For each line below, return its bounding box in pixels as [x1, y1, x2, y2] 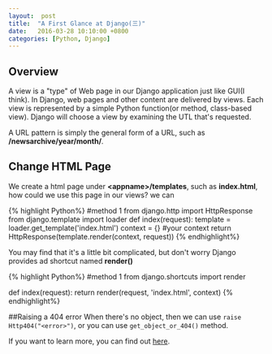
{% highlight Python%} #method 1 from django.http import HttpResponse [8, 205, 253, 215]
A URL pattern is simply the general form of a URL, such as [8, 127, 205, 138]
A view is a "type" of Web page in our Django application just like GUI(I [8, 86, 245, 96]
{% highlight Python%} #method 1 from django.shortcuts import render [8, 271, 246, 281]
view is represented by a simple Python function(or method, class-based [8, 103, 252, 114]
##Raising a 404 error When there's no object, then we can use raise [8, 312, 242, 322]
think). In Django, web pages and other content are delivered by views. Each [8, 95, 264, 105]
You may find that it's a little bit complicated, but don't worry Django [8, 247, 237, 257]
